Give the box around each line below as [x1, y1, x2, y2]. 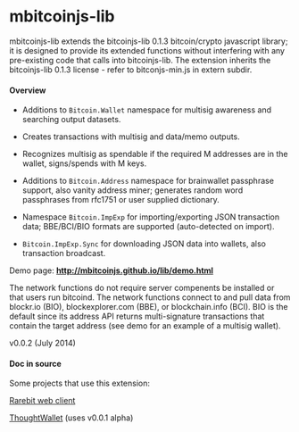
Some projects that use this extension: [9, 378, 150, 389]
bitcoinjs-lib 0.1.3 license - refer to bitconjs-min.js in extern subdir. [9, 64, 253, 75]
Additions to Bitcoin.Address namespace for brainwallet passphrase [21, 176, 275, 187]
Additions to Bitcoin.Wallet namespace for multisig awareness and [21, 104, 272, 115]
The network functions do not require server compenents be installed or [9, 283, 275, 294]
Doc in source [9, 358, 62, 369]
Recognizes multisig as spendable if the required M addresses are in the [21, 149, 288, 160]
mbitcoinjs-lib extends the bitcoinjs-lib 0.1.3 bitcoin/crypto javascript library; [9, 36, 288, 46]
